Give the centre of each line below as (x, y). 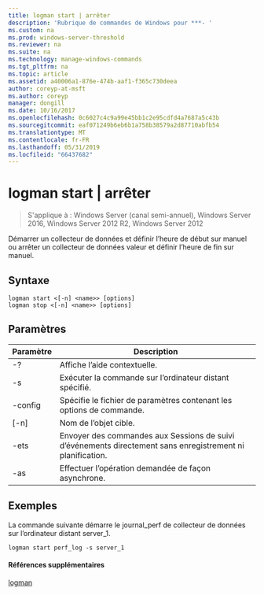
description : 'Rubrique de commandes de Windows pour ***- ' (110, 23)
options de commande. (102, 410)
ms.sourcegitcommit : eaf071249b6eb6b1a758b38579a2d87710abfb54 (114, 125)
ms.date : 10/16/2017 (42, 111)
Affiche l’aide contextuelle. (108, 364)
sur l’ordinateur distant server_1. (59, 533)
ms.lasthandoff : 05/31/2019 (54, 147)
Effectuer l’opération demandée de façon (135, 468)
